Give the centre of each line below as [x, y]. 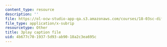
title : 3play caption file [33, 32]
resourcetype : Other [27, 28]
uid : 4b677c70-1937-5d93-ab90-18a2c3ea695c [51, 37]
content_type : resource [30, 10]
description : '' [22, 14]
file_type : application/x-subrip [40, 23]
